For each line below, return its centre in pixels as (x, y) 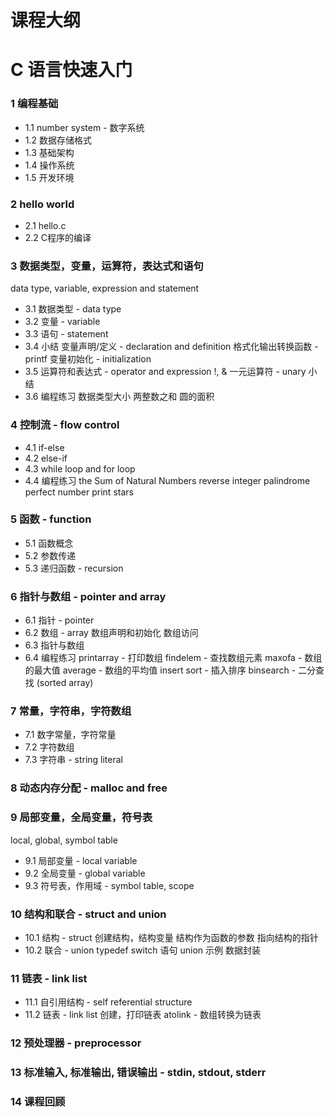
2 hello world (42, 204)
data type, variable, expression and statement (105, 288)
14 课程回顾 (38, 1102)
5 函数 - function (51, 519)
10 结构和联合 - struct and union (88, 914)
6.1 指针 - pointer (59, 620)
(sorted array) (65, 683)
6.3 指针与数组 (54, 645)
